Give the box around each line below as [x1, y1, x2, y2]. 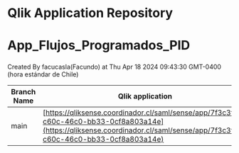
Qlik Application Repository [7, 5, 173, 21]
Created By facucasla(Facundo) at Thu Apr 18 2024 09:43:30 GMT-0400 [7, 62, 222, 72]
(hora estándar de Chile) [7, 70, 79, 79]
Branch [11, 87, 36, 97]
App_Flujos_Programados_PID [7, 38, 191, 54]
